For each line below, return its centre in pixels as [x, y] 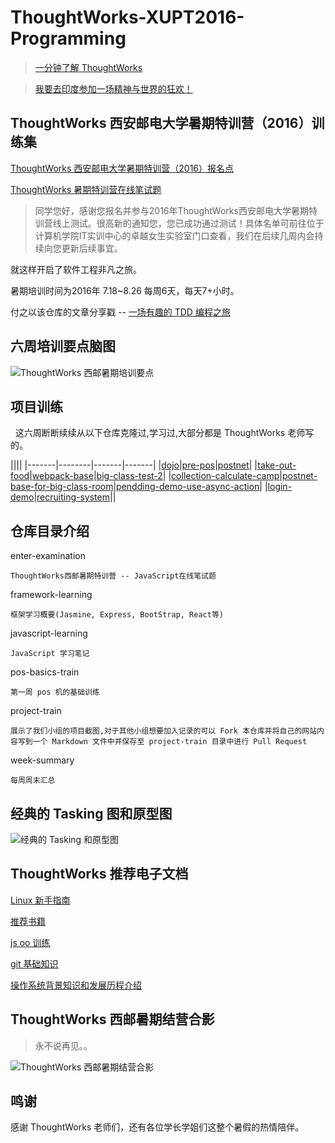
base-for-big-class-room [62, 487]
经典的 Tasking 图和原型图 [91, 813]
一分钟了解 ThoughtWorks [88, 67]
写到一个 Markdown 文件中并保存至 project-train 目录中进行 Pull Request [162, 742]
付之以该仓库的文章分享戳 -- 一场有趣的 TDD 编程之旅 [120, 312]
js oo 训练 [30, 942]
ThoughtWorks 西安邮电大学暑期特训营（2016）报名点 [122, 168]
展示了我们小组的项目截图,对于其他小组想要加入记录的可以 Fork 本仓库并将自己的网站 [164, 731]
